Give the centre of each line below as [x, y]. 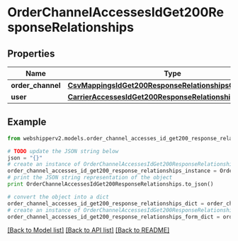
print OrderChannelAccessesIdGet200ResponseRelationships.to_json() [110, 184]
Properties [31, 54]
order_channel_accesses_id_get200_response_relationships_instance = [112, 171]
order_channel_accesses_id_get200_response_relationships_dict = [106, 203]
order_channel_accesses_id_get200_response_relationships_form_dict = [114, 217]
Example [27, 122]
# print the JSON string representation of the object [90, 178]
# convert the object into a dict [58, 197]
